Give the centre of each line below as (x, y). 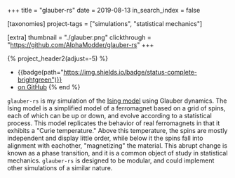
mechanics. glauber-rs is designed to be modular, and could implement (111, 160)
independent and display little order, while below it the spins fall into (105, 138)
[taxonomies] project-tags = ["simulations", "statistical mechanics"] (105, 24)
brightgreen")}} (40, 80)
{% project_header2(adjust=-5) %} (58, 58)
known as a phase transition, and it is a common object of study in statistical (117, 153)
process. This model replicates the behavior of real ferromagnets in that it (114, 123)
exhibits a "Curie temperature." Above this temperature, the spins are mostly (117, 131)
